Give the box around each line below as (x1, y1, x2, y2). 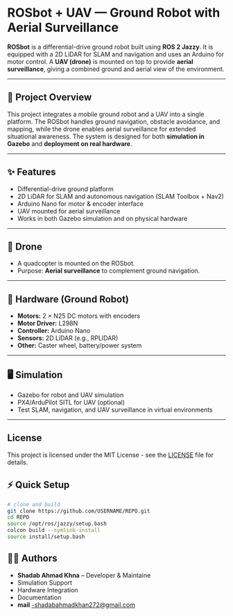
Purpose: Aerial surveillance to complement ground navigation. (17, 266, 200, 275)
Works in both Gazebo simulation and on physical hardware (17, 214, 188, 222)
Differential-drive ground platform (17, 184, 114, 193)
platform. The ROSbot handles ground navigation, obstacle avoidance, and (7, 117, 221, 126)
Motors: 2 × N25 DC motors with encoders (17, 311, 141, 321)
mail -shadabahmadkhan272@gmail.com (17, 600, 135, 609)
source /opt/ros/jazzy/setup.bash (7, 520, 107, 528)
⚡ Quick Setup (7, 479, 70, 491)
